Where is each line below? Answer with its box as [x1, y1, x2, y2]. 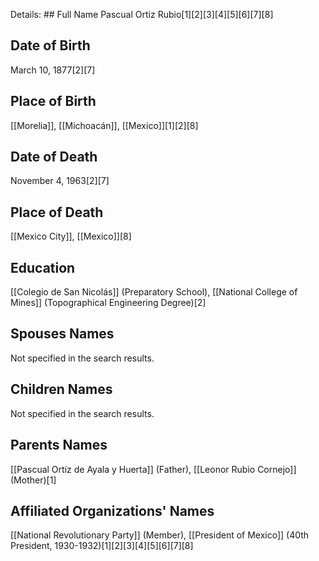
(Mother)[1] [10, 474, 57, 486]
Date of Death [10, 149, 98, 166]
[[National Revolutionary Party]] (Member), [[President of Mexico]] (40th [10, 529, 310, 541]
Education [10, 259, 76, 276]
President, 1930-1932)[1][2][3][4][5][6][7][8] [10, 540, 194, 552]
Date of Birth [10, 37, 91, 54]
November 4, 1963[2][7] [10, 175, 110, 187]
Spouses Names [10, 325, 115, 343]
